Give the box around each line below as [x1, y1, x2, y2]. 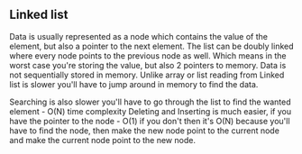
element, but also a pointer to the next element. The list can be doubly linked [9, 41, 295, 51]
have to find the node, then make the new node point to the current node [9, 125, 279, 136]
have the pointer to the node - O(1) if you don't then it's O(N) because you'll [9, 115, 290, 126]
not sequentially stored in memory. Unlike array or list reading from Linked [9, 69, 285, 80]
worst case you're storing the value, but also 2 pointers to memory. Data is [9, 59, 287, 70]
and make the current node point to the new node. [9, 134, 197, 145]
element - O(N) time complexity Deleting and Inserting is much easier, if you [9, 105, 291, 116]
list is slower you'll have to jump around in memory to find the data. [9, 78, 259, 89]
